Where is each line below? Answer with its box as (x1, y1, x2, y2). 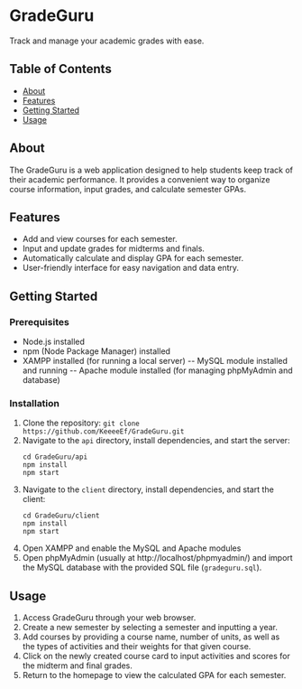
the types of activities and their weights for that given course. (22, 641, 252, 652)
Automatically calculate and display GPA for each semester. (22, 253, 244, 264)
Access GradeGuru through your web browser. (22, 612, 197, 623)
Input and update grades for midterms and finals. (22, 243, 206, 254)
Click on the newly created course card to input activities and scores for (22, 651, 290, 662)
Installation (9, 396, 60, 409)
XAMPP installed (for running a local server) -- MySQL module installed (22, 356, 288, 367)
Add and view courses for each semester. (22, 234, 178, 245)
